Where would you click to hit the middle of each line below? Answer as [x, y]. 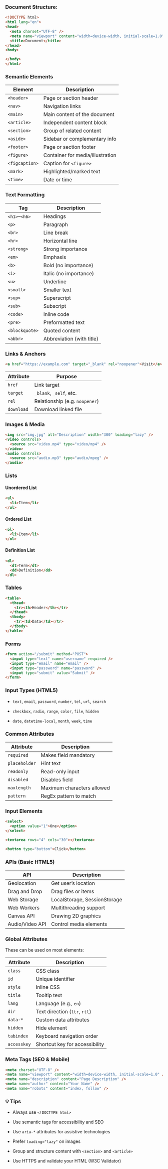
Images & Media [25, 424]
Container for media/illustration [80, 155]
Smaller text [57, 290]
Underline [55, 281]
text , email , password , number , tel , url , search [59, 701]
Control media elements [79, 924]
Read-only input [60, 771]
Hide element [51, 1028]
